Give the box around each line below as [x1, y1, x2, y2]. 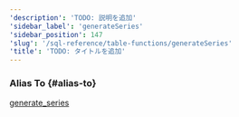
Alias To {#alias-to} [9, 77, 97, 90]
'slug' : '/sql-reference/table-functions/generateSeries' [9, 38, 233, 48]
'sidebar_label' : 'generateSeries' [9, 22, 144, 31]
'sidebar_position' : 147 [9, 30, 103, 39]
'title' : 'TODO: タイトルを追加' [9, 47, 126, 56]
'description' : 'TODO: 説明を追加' [9, 13, 138, 23]
